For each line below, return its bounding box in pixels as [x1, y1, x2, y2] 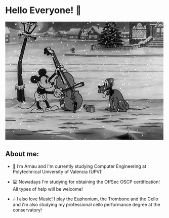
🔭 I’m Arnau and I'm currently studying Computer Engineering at [12, 163, 147, 169]
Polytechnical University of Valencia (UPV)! [12, 168, 103, 175]
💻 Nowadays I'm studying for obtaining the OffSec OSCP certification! [12, 179, 160, 185]
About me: [5, 150, 39, 158]
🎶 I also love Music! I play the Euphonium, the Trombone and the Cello [12, 196, 158, 202]
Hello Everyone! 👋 [5, 5, 82, 16]
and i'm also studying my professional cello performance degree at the [12, 201, 160, 207]
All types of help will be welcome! [12, 186, 83, 192]
